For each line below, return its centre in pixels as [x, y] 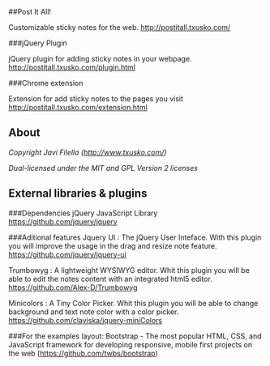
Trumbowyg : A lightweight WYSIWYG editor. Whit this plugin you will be [129, 270]
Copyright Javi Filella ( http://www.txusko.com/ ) [88, 152]
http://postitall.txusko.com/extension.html [78, 107]
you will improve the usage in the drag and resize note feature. [113, 245]
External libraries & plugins [78, 194]
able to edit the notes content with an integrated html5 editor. [110, 279]
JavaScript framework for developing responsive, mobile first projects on [131, 344]
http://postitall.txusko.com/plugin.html [72, 67]
